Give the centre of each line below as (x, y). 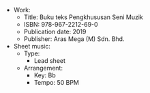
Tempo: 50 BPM (57, 82)
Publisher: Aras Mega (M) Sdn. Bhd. (74, 39)
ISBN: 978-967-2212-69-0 (61, 24)
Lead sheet (50, 61)
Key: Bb (45, 75)
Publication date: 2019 (55, 31)
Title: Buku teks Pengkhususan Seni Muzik (83, 17)
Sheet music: (32, 46)
